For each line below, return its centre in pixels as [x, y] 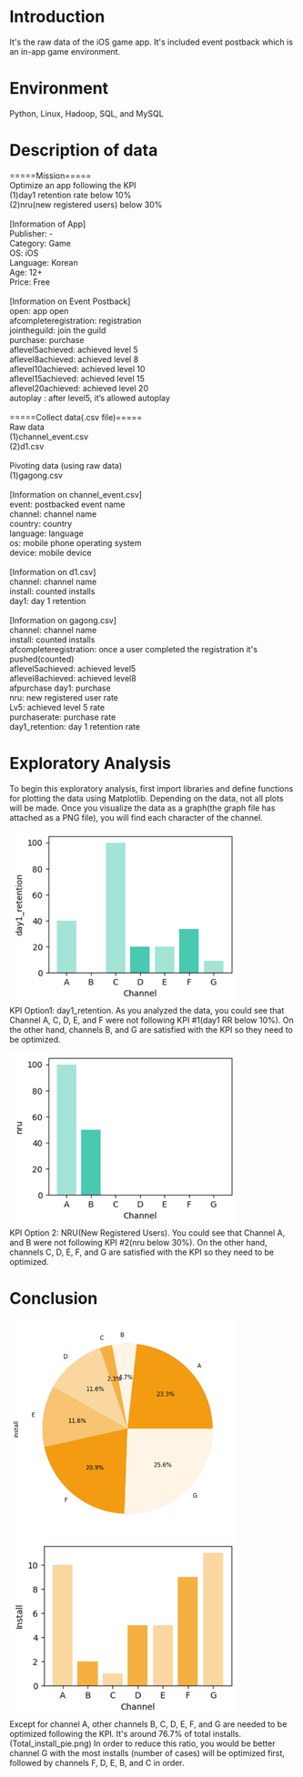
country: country [41, 523]
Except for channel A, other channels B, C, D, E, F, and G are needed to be [148, 1724]
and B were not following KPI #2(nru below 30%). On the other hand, [138, 1242]
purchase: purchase [47, 339]
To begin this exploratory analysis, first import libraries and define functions [151, 788]
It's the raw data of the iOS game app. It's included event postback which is [151, 42]
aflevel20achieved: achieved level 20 [79, 388]
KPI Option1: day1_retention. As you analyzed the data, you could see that [147, 1011]
